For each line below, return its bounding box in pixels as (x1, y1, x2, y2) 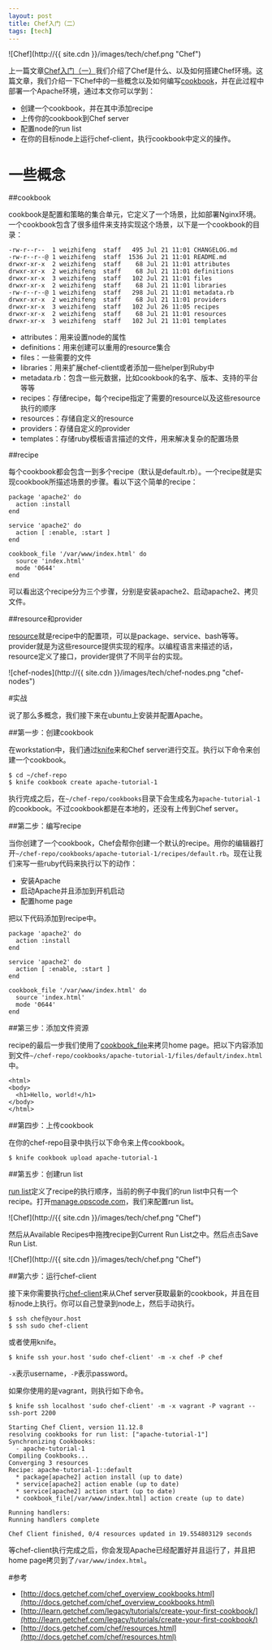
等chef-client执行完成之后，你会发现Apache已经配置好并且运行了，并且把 (8, 1545, 256, 1555)
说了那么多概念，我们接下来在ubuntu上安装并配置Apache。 (8, 711, 207, 720)
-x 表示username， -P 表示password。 (8, 1369, 132, 1379)
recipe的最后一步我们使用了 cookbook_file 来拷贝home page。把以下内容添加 (8, 1040, 264, 1050)
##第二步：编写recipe (8, 821, 82, 831)
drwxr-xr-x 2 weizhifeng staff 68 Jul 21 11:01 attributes (8, 261, 231, 269)
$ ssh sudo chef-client (8, 1322, 89, 1330)
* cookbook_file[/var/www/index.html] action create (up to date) (15, 1495, 245, 1503)
